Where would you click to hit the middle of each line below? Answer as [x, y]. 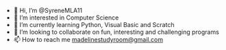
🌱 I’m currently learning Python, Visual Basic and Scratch [94, 25]
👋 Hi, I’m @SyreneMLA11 [48, 10]
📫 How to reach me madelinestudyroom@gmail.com [88, 40]
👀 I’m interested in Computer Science [66, 18]
